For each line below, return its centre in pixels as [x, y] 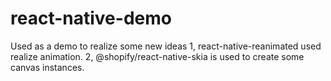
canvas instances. [47, 67]
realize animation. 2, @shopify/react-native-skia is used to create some [157, 56]
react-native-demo [91, 18]
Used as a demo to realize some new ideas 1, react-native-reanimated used [166, 46]
